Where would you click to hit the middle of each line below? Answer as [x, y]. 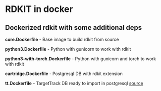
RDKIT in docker [39, 9]
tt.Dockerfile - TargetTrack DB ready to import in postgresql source [74, 83]
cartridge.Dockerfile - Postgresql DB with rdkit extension [64, 74]
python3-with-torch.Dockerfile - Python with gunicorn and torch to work [80, 59]
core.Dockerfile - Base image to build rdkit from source [62, 39]
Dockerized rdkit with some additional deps [74, 28]
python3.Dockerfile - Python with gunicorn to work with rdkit [68, 49]
